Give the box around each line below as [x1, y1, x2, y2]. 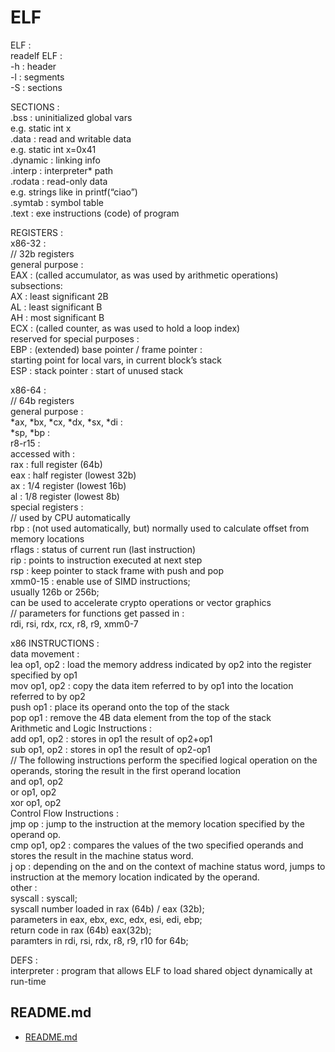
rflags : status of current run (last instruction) [10, 543, 197, 555]
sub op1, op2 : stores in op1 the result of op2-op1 [10, 743, 211, 755]
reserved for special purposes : [10, 332, 140, 345]
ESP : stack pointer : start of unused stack [10, 364, 184, 376]
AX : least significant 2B [10, 290, 109, 302]
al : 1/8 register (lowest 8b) [10, 490, 120, 502]
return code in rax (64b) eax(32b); [10, 924, 152, 936]
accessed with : [10, 447, 76, 460]
